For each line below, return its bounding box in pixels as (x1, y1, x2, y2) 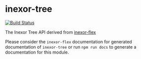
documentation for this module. (5, 49, 69, 55)
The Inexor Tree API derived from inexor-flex (5, 29, 96, 35)
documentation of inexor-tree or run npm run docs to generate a (5, 44, 137, 50)
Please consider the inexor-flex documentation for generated (5, 38, 132, 45)
